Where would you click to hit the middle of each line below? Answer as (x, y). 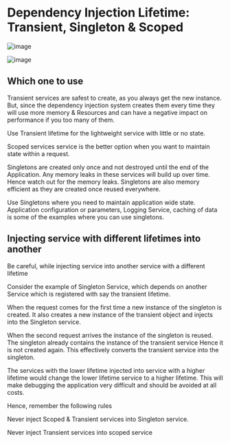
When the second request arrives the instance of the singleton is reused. (110, 335)
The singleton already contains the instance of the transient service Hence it (115, 343)
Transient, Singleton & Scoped (95, 27)
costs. (16, 392)
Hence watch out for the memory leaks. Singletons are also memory (104, 182)
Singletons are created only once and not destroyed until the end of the (108, 167)
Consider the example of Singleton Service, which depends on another (107, 286)
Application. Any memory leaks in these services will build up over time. (109, 174)
